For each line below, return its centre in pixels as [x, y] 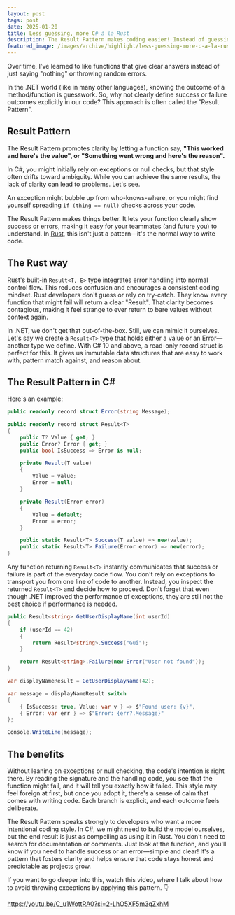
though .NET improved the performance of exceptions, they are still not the [115, 597]
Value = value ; [55, 476]
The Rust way [38, 263]
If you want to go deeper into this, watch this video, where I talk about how [115, 880]
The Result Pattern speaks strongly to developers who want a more [104, 822]
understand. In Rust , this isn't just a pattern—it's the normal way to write [111, 233]
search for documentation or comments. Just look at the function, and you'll [117, 844]
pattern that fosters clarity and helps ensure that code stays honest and [111, 859]
